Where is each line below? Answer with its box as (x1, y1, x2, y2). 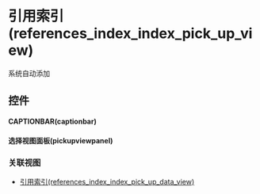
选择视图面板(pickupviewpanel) (8, 135, 113, 145)
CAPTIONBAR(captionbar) (8, 116, 97, 126)
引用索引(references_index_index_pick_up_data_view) (19, 177, 195, 186)
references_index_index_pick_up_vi (13, 25, 253, 43)
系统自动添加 (8, 68, 50, 78)
